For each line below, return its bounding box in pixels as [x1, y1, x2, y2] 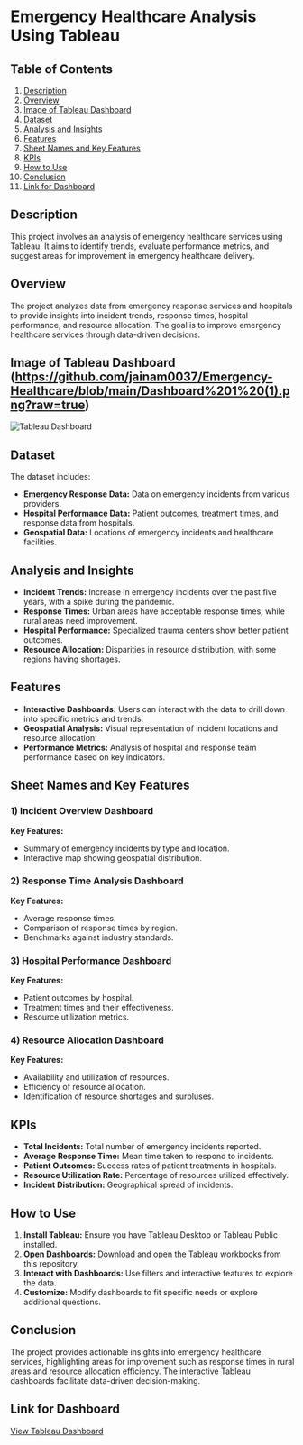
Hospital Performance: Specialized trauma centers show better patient [23, 625, 289, 636]
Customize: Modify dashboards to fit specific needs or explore [23, 1287, 258, 1298]
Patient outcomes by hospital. [23, 992, 134, 1003]
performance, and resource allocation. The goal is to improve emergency [10, 319, 282, 330]
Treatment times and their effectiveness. [23, 1002, 174, 1013]
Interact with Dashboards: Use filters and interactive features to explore [23, 1268, 294, 1279]
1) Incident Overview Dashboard [10, 805, 154, 818]
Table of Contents [10, 61, 114, 77]
